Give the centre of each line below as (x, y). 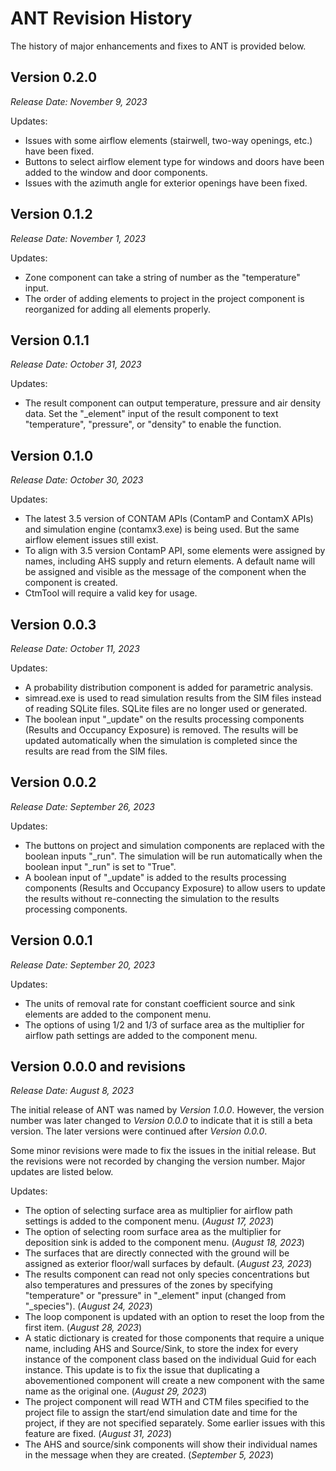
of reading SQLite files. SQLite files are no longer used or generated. (166, 708)
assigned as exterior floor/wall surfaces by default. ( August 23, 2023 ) (168, 1264)
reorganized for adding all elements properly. (118, 309)
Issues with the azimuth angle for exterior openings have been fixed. (166, 183)
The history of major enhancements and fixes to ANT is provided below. (158, 46)
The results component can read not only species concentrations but (167, 1274)
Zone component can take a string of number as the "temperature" (162, 277)
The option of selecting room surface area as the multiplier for (153, 1232)
